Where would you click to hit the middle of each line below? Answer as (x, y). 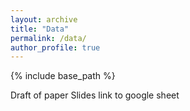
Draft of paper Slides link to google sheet (95, 95)
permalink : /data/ (48, 38)
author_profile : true (55, 47)
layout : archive (44, 19)
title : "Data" (40, 29)
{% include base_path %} (63, 76)
